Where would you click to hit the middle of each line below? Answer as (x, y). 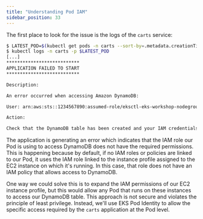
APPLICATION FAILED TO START (43, 68)
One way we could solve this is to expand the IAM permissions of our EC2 (98, 184)
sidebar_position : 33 (34, 18)
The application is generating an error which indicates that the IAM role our (100, 140)
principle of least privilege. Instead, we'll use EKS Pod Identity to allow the (98, 203)
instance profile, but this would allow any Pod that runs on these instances (99, 191)
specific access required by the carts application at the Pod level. (88, 210)
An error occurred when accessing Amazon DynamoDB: (72, 96)
